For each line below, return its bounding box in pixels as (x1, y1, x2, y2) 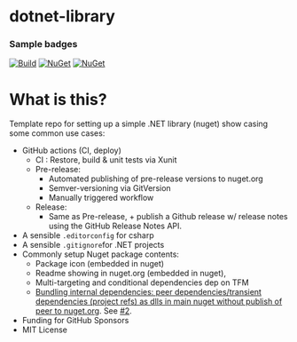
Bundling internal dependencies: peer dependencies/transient (35, 287, 262, 298)
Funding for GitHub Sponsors (21, 315, 129, 326)
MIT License (21, 324, 68, 335)
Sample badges (9, 38, 78, 51)
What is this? (9, 89, 108, 109)
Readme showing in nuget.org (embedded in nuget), (35, 268, 226, 279)
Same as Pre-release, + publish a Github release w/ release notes (48, 211, 288, 222)
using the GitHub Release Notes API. (48, 220, 183, 232)
